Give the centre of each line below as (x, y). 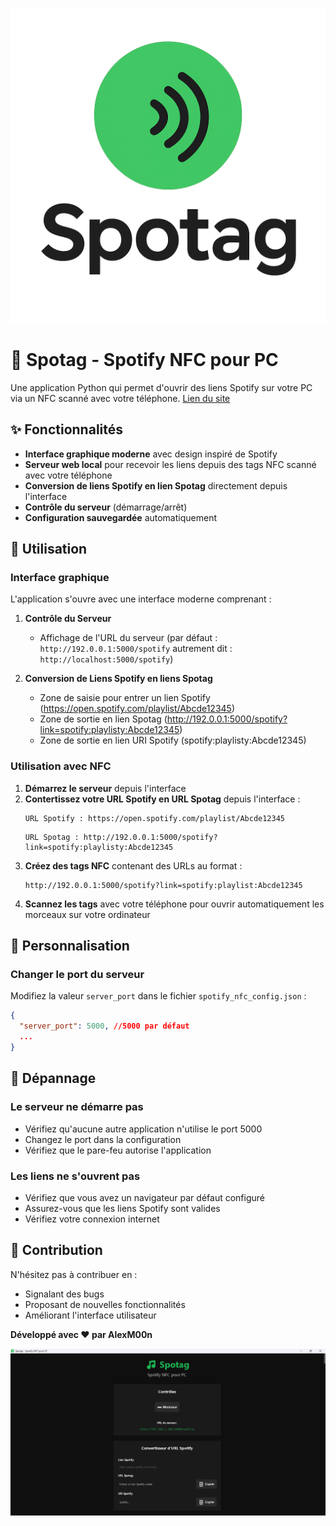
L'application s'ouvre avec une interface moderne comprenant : (141, 599)
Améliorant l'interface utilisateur (90, 1315)
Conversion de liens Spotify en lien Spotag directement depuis (156, 485)
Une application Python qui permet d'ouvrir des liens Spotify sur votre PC (161, 387)
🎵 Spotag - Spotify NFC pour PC (144, 360)
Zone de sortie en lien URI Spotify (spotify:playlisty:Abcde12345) (173, 740)
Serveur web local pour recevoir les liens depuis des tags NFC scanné (170, 464)
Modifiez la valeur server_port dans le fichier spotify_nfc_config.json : (158, 996)
